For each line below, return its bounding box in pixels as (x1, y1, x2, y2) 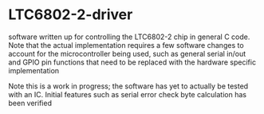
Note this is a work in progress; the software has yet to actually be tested (8, 81, 249, 91)
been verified (8, 98, 52, 108)
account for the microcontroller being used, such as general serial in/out (8, 49, 246, 58)
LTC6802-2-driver (8, 6, 133, 24)
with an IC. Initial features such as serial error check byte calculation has (8, 89, 247, 99)
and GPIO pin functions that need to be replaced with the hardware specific (8, 57, 257, 67)
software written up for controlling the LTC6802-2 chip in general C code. (8, 32, 250, 41)
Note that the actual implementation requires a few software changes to (8, 40, 245, 49)
